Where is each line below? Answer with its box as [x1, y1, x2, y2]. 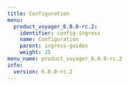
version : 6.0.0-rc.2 [13, 68, 73, 75]
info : [7, 62, 23, 69]
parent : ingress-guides [19, 42, 89, 49]
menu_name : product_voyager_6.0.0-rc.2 [7, 55, 123, 62]
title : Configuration [7, 10, 70, 17]
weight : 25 [19, 49, 51, 56]
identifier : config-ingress [19, 29, 101, 37]
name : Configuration [19, 36, 79, 43]
